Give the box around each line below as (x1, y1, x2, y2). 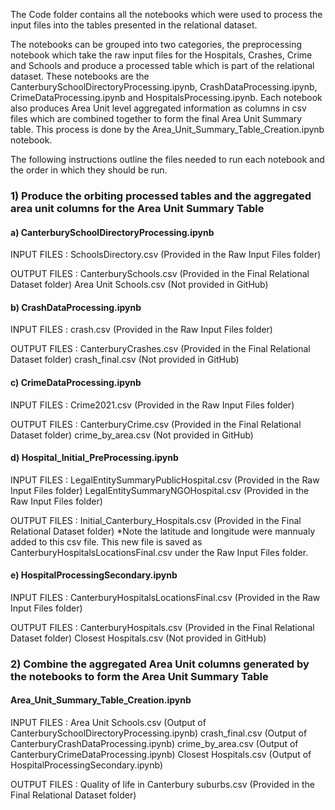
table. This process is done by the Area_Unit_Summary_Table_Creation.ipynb (10, 124, 325, 135)
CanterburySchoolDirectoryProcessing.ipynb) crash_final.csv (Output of (10, 727, 308, 739)
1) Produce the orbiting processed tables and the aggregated (10, 189, 312, 203)
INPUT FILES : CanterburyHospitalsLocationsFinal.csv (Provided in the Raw (10, 591, 321, 603)
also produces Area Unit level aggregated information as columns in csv (10, 102, 307, 114)
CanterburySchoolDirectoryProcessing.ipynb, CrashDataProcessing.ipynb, (10, 81, 318, 93)
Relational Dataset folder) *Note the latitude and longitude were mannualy (10, 525, 316, 537)
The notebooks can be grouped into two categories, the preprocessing (10, 39, 303, 50)
